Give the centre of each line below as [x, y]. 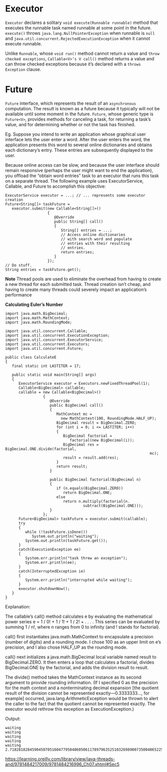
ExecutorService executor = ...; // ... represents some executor [75, 195]
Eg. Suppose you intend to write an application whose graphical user [76, 134]
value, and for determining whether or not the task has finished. [70, 124]
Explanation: [18, 606]
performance [19, 294]
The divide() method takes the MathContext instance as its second [73, 677]
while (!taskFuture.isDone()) [56, 532]
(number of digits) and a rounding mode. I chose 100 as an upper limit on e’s [83, 642]
